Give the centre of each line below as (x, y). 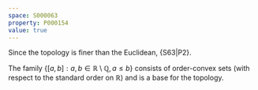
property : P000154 (38, 23)
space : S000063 (33, 15)
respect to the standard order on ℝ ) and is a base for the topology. (116, 78)
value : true (28, 30)
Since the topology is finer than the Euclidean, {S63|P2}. (100, 53)
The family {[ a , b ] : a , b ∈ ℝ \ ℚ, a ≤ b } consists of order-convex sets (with (129, 69)
